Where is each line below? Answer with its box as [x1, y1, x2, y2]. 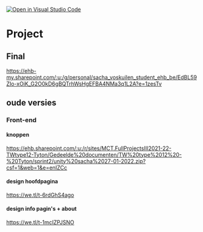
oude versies [6, 98, 56, 108]
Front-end [6, 116, 37, 125]
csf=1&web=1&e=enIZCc [6, 164, 68, 171]
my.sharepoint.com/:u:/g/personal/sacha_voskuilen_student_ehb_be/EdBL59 [6, 73, 197, 81]
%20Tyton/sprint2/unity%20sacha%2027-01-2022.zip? [6, 157, 146, 165]
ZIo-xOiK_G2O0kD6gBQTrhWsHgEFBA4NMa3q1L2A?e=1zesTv [6, 80, 162, 87]
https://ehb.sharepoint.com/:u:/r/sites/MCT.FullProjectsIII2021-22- [6, 145, 171, 152]
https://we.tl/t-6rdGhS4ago [6, 191, 75, 199]
